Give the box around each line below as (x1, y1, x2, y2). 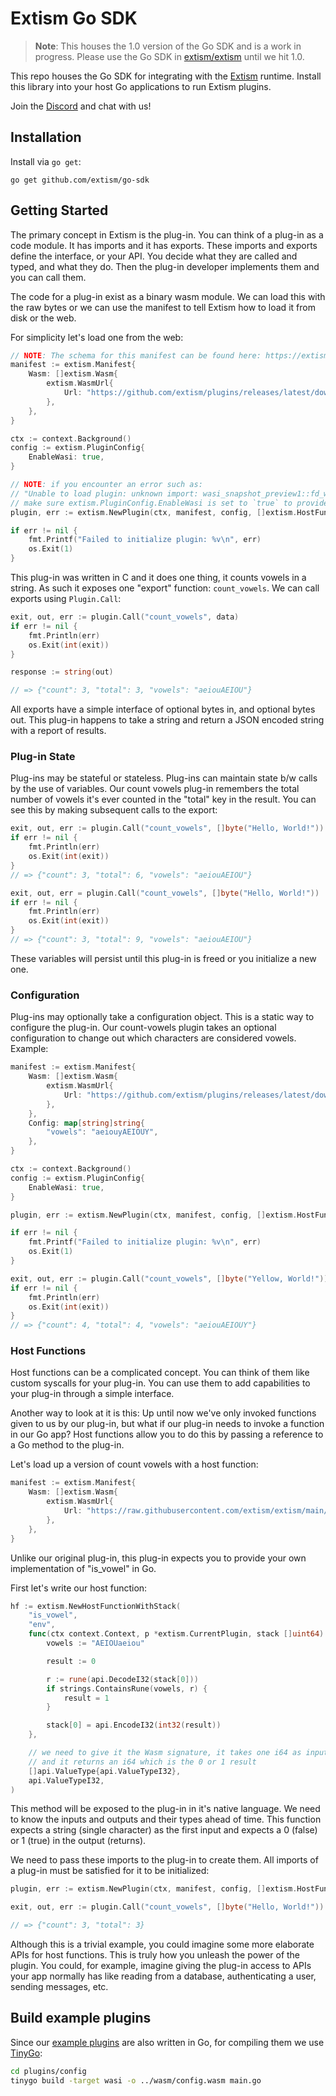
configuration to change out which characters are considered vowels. (10, 1032, 297, 1044)
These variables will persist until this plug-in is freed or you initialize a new (10, 952, 317, 964)
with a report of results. (10, 725, 107, 737)
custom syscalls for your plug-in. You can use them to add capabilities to (10, 1377, 311, 1389)
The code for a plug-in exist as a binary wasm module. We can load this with (10, 290, 326, 302)
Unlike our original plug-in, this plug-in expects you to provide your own (10, 1552, 307, 1564)
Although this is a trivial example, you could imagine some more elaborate (10, 1938, 315, 1951)
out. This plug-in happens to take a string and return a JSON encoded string (10, 714, 325, 726)
